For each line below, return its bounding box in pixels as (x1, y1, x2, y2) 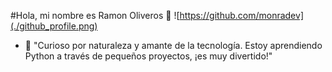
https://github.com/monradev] (179, 10, 304, 21)
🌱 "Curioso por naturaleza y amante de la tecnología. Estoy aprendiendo (24, 40, 323, 51)
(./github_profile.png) (10, 20, 98, 32)
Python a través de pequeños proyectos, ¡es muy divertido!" (24, 50, 273, 62)
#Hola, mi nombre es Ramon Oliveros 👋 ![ (10, 10, 180, 21)
